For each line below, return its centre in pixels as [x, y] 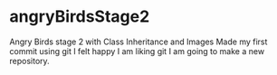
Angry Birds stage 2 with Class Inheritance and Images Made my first [138, 42]
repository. [29, 61]
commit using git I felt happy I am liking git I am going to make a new [137, 51]
